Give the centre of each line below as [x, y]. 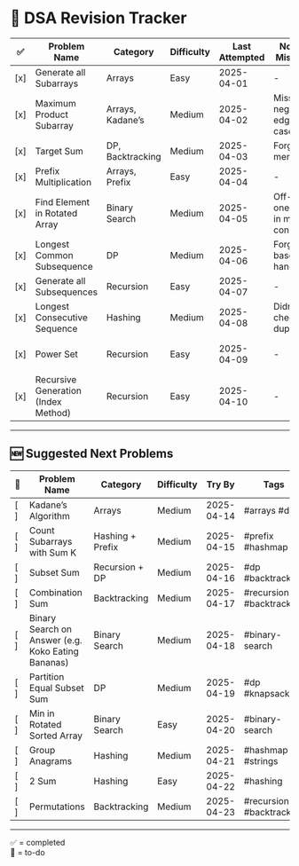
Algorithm [49, 516]
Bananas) [49, 662]
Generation [59, 390]
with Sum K [53, 552]
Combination [56, 592]
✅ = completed [38, 842]
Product [52, 114]
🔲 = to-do [28, 852]
